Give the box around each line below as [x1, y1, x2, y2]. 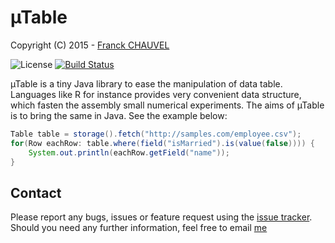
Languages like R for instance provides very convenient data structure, [10, 88, 302, 100]
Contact [10, 184, 62, 201]
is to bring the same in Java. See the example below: [10, 109, 228, 121]
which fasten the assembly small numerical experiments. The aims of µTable [10, 99, 325, 111]
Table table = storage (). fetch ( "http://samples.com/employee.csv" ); [10, 129, 302, 139]
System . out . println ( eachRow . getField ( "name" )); [28, 147, 230, 158]
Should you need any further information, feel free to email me [10, 222, 268, 234]
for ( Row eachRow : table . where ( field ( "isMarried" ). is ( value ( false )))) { [10, 138, 315, 148]
